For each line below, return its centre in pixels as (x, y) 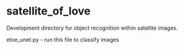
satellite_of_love (48, 11)
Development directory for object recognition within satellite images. (92, 28)
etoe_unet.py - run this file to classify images (63, 39)
